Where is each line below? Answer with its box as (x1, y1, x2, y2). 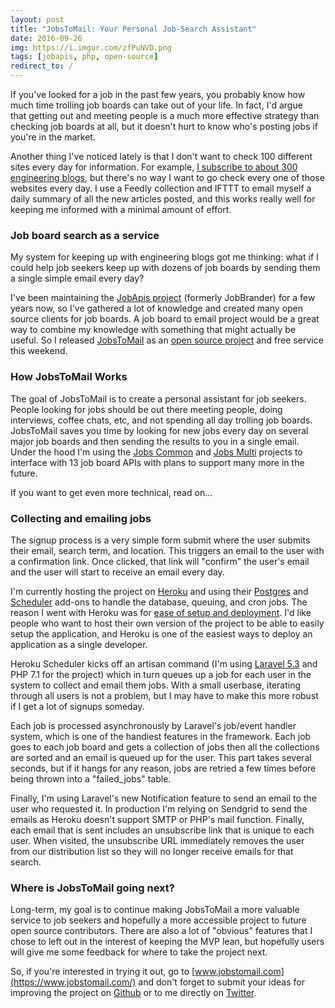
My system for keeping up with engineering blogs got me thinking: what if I (10, 251, 319, 263)
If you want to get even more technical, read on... (10, 486, 213, 498)
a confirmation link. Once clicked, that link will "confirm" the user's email (10, 555, 310, 567)
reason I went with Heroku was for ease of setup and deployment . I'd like (10, 606, 312, 618)
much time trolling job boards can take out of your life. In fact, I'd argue (10, 99, 303, 111)
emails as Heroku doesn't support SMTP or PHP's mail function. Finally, (10, 813, 305, 825)
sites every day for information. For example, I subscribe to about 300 (10, 161, 298, 173)
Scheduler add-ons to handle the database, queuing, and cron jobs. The (10, 596, 308, 608)
